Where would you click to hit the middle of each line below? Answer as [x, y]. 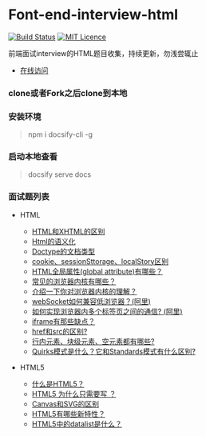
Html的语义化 [53, 241]
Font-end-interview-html [93, 15]
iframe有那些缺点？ [63, 321]
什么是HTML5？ [58, 384]
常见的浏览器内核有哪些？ [74, 281]
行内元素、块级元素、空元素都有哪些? [93, 341]
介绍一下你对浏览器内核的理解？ [84, 291]
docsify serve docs [59, 174]
